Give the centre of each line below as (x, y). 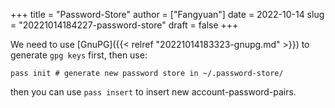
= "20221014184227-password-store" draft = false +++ (124, 25)
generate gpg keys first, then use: (79, 55)
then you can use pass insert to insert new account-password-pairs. (153, 92)
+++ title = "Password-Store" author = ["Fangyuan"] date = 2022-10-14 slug (167, 14)
